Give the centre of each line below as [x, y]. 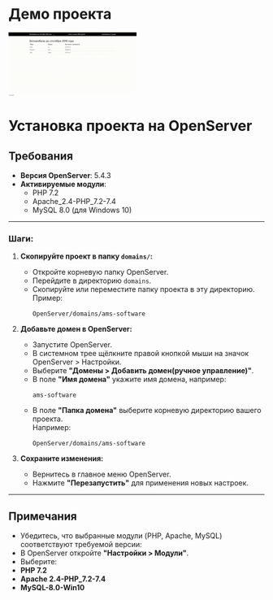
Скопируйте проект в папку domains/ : [86, 256]
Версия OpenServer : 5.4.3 [65, 176]
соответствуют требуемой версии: [81, 545]
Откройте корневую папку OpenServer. [100, 272]
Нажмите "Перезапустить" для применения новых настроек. [141, 483]
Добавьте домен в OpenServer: [76, 329]
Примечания [43, 516]
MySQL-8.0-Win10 [52, 588]
